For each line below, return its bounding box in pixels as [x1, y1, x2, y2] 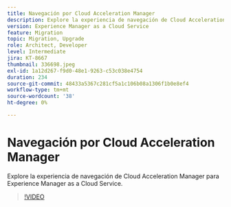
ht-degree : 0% [7, 99, 48, 106]
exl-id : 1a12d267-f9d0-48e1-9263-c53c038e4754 [7, 67, 143, 74]
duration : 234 [7, 73, 48, 81]
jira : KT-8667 [7, 55, 48, 62]
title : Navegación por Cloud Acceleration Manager [7, 10, 155, 17]
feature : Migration [7, 29, 63, 36]
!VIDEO [23, 193, 45, 201]
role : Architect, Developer [7, 42, 88, 49]
